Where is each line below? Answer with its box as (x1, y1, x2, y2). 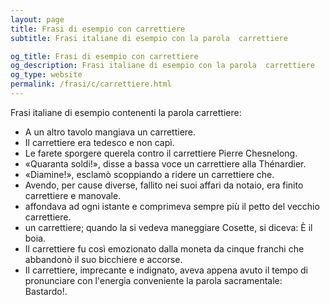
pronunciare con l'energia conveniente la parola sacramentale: (24, 274, 283, 286)
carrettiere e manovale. (24, 189, 122, 201)
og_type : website (10, 70, 83, 80)
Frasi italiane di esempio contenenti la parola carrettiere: (10, 106, 242, 118)
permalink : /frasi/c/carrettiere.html (10, 79, 172, 90)
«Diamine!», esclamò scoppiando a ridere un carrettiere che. (24, 168, 275, 180)
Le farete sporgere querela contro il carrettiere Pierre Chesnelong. (24, 147, 298, 159)
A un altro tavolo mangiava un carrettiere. (24, 126, 197, 138)
